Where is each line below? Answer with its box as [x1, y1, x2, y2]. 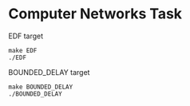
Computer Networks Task [8, 5, 182, 23]
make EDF [8, 46, 38, 54]
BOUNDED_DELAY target [8, 67, 90, 77]
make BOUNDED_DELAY [8, 83, 73, 91]
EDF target [8, 31, 44, 41]
